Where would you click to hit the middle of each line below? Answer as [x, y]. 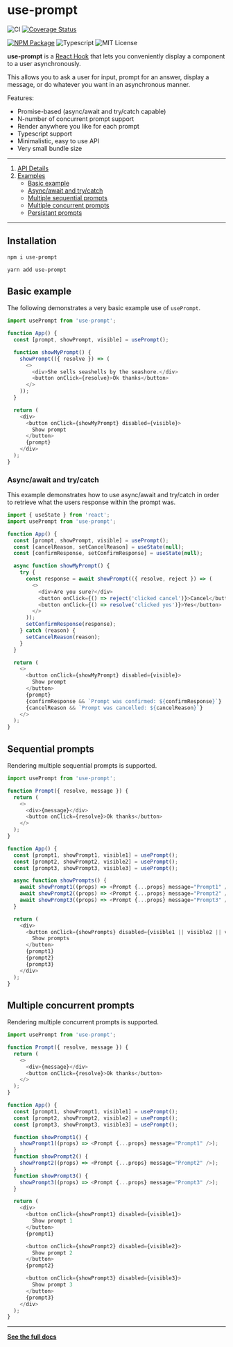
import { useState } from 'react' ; [59, 515]
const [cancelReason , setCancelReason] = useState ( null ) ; [99, 547]
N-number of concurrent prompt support [76, 119]
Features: [21, 98]
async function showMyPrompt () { [62, 566]
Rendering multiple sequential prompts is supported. [82, 766]
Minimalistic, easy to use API [58, 140]
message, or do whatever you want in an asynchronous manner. [99, 84]
